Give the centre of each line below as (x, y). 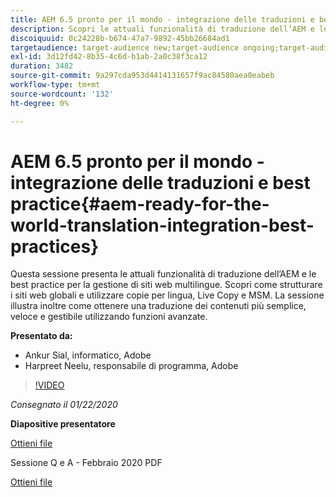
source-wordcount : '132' (62, 94)
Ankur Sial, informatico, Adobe (88, 355)
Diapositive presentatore (63, 424)
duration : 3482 (42, 66)
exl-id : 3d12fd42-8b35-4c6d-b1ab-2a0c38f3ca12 (109, 57)
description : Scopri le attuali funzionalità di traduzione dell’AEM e (162, 29)
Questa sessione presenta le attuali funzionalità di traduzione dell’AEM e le (163, 274)
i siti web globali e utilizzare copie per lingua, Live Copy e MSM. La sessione (167, 295)
